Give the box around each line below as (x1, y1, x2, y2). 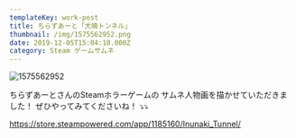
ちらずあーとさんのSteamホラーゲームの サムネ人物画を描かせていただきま (9, 90, 288, 100)
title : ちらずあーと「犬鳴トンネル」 (9, 22, 133, 30)
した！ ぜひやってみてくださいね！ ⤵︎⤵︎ (9, 100, 149, 112)
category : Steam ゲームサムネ (9, 47, 115, 56)
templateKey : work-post (9, 13, 99, 22)
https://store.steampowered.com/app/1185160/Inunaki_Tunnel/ (9, 118, 242, 130)
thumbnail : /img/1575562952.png (9, 30, 131, 39)
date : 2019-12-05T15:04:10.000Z (9, 38, 131, 47)
